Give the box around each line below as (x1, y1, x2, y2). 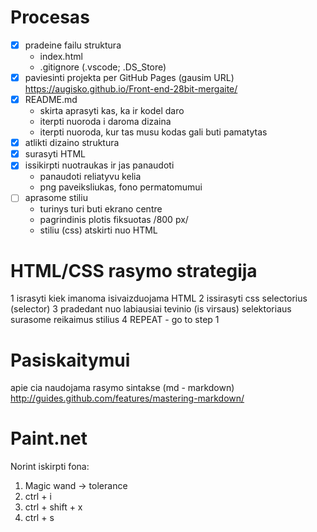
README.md (24, 94, 78, 106)
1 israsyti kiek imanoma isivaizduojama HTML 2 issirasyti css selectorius (10, 292, 308, 305)
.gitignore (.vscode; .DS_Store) (39, 61, 167, 73)
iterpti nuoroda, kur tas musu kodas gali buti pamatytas (39, 126, 268, 138)
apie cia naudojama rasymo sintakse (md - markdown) (10, 382, 235, 394)
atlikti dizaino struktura (24, 137, 120, 149)
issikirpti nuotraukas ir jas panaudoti (24, 159, 175, 171)
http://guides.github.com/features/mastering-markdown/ (10, 392, 245, 405)
